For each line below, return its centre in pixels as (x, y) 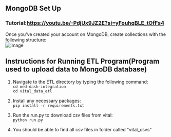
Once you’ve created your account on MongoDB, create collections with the (86, 34)
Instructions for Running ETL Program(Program (82, 61)
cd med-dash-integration (39, 87)
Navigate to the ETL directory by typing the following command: (80, 82)
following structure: (26, 40)
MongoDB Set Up (33, 8)
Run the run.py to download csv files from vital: (63, 115)
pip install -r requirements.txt (49, 105)
